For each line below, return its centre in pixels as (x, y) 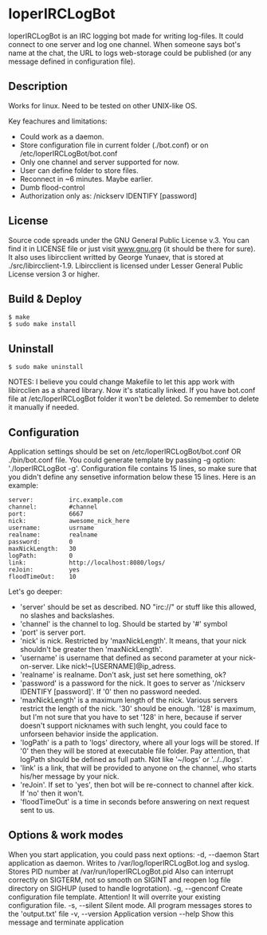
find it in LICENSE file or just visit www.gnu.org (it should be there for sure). (132, 249)
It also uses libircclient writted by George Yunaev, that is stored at (116, 257)
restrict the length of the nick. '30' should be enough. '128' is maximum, (138, 709)
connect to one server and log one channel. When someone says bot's (124, 44)
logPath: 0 (41, 556)
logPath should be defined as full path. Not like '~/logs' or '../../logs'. (131, 759)
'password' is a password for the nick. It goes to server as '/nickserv (132, 683)
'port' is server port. (53, 632)
